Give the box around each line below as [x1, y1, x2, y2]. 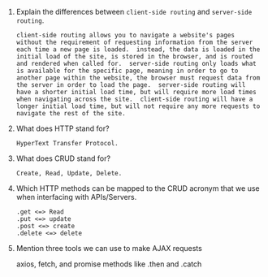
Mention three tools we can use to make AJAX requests [15, 244, 203, 253]
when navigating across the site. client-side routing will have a [15, 95, 253, 103]
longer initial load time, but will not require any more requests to [15, 102, 261, 110]
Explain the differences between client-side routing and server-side [15, 7, 253, 16]
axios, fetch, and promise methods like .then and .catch [15, 259, 202, 269]
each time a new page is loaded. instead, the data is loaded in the [15, 45, 261, 54]
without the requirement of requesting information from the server [15, 38, 253, 46]
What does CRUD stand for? [15, 154, 111, 163]
